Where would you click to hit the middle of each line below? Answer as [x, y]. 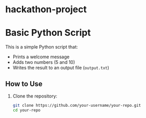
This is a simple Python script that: [42, 47]
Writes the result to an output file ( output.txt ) [61, 68]
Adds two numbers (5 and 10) [44, 62]
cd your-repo [27, 110]
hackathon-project [46, 9]
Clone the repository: [35, 96]
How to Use [24, 84]
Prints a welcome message [41, 57]
